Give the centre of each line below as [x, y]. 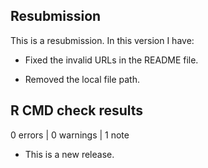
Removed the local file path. [82, 79]
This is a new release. [69, 154]
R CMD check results [77, 110]
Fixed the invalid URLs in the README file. [111, 60]
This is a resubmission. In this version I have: [102, 40]
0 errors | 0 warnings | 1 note [70, 135]
